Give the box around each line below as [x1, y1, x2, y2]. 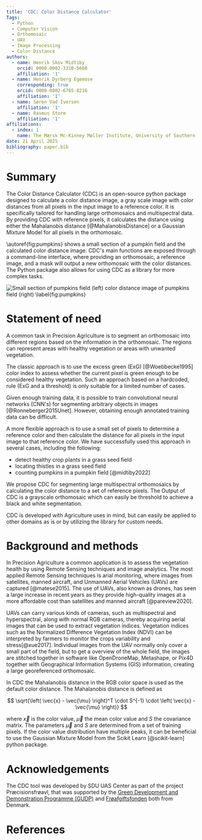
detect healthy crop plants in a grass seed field [14, 456, 132, 463]
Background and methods [6, 539, 139, 553]
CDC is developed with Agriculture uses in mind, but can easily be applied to [6, 511, 197, 519]
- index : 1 [11, 127, 39, 133]
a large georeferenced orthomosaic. [6, 667, 96, 675]
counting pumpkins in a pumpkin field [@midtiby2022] [14, 468, 151, 476]
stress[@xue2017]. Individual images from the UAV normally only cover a [6, 641, 188, 649]
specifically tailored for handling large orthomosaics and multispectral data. [6, 209, 194, 217]
